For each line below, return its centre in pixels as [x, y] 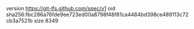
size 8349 [46, 21]
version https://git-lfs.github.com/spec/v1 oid [61, 8]
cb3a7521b [19, 21]
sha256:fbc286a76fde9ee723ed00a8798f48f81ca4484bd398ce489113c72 [98, 14]
